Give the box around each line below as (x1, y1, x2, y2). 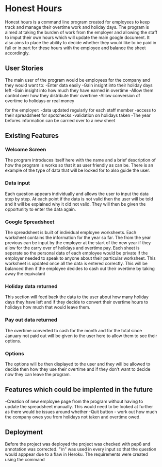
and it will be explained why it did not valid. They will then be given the (5, 201, 146, 207)
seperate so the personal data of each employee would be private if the (5, 250, 148, 256)
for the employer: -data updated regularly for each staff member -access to (5, 107, 156, 113)
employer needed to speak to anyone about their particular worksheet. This (5, 255, 156, 261)
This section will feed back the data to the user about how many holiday (5, 294, 149, 300)
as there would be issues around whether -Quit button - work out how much (5, 409, 157, 414)
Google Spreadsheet (5, 218, 55, 225)
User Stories (5, 64, 44, 72)
